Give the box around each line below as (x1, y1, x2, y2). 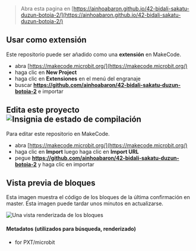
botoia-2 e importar (14, 88, 64, 95)
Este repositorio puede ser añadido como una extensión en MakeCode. (6, 51, 182, 58)
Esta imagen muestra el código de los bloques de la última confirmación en (6, 194, 190, 201)
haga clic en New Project (14, 69, 77, 76)
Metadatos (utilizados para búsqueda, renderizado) (6, 225, 137, 233)
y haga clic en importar (37, 160, 95, 168)
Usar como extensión (6, 35, 87, 45)
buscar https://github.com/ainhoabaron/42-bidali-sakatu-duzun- (14, 81, 181, 88)
